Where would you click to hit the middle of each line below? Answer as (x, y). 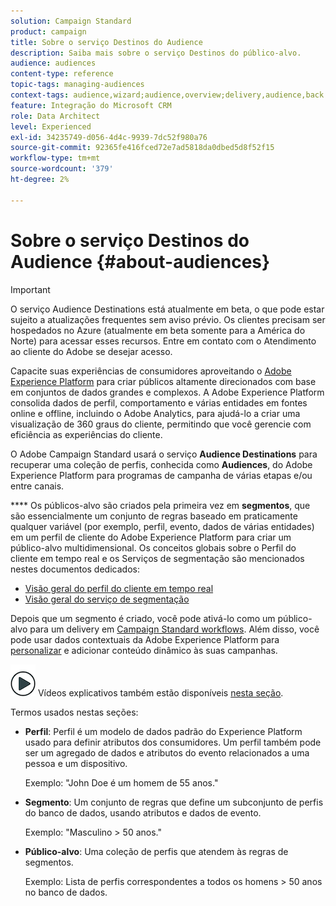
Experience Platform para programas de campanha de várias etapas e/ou (161, 475)
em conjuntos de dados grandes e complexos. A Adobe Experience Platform (167, 392)
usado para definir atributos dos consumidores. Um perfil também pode (173, 742)
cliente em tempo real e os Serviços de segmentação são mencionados (157, 558)
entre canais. (37, 486)
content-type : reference (62, 74)
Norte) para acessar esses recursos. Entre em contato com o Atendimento (163, 341)
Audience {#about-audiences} (140, 261)
